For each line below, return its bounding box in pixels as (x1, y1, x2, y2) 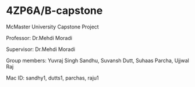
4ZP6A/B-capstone (6, 4, 103, 17)
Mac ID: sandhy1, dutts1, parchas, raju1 (6, 74, 99, 81)
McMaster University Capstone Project (6, 23, 99, 30)
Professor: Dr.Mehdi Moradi (6, 34, 73, 41)
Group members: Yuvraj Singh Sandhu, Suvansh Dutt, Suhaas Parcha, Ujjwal (6, 57, 189, 64)
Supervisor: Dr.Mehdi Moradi (6, 45, 76, 53)
